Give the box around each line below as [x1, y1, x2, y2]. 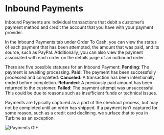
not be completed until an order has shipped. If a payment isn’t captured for [5, 105, 158, 111]
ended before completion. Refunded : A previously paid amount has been [5, 79, 153, 86]
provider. [5, 29, 23, 35]
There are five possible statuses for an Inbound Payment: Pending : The [5, 64, 149, 70]
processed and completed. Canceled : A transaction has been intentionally [5, 74, 155, 80]
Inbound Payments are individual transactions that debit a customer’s [5, 19, 144, 25]
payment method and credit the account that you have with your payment [5, 24, 153, 30]
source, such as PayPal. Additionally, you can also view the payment [5, 49, 143, 55]
